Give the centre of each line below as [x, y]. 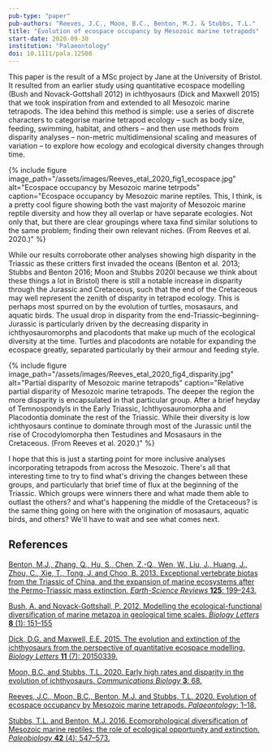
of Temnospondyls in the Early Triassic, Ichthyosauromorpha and [117, 408]
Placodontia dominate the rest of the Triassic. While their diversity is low [129, 417]
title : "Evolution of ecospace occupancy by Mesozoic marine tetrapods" [134, 31]
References [38, 545]
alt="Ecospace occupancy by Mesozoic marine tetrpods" [104, 187]
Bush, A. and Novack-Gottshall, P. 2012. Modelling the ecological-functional [135, 606]
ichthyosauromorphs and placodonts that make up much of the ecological [132, 332]
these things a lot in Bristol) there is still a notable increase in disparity [125, 281]
